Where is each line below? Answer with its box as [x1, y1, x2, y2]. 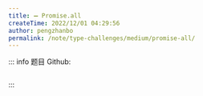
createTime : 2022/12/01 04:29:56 [8, 19, 120, 27]
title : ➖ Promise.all [8, 11, 82, 20]
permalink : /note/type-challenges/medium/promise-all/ [8, 34, 196, 42]
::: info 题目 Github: [8, 57, 71, 66]
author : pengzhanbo [8, 26, 74, 34]
